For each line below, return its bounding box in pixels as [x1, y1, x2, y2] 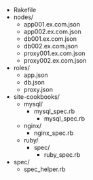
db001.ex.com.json [23, 35, 77, 43]
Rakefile [13, 6, 37, 14]
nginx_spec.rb [33, 129, 74, 137]
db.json [23, 78, 45, 86]
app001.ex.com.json [23, 20, 80, 28]
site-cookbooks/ [13, 93, 60, 101]
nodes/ [13, 13, 34, 21]
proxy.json [23, 85, 53, 93]
